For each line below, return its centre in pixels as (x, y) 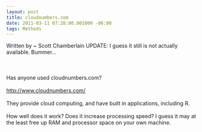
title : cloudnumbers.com (37, 17)
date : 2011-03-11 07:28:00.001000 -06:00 (59, 23)
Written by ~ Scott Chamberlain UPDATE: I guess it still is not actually (92, 46)
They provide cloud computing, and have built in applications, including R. (98, 104)
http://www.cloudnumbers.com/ (46, 90)
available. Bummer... (31, 52)
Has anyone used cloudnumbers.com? (54, 78)
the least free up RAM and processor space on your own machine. (89, 123)
